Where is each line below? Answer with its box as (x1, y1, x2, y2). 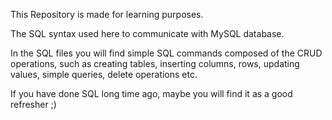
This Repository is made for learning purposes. (10, 9, 204, 20)
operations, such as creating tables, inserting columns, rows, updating (10, 58, 300, 69)
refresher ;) (10, 99, 57, 110)
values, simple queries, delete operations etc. (10, 69, 198, 80)
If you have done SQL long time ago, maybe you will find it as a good (10, 88, 293, 99)
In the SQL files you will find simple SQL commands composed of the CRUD (10, 47, 323, 59)
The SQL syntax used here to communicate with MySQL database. (10, 28, 285, 39)
